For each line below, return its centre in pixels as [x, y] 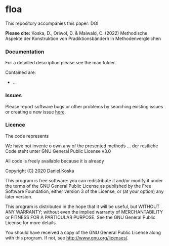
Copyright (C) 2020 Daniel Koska [40, 171]
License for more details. [31, 222]
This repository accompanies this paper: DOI [52, 23]
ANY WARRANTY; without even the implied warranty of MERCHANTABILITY [84, 212]
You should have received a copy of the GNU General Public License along [83, 232]
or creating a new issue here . [36, 112]
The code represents [27, 136]
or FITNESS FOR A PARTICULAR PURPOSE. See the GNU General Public [80, 217]
